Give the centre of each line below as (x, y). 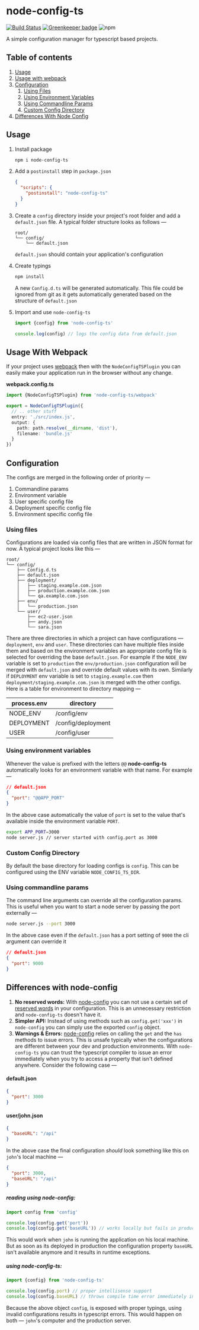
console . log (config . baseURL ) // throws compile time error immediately (96, 1297)
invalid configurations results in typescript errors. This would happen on (94, 1314)
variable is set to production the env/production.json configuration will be (96, 664)
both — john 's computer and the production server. (69, 1320)
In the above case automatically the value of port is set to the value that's (96, 815)
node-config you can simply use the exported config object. (88, 1027)
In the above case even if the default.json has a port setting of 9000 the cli (97, 935)
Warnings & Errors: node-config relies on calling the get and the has (98, 1033)
